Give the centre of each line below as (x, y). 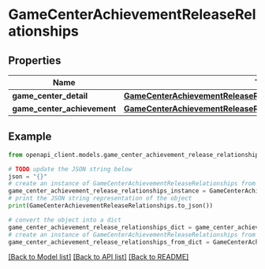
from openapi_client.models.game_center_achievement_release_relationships (135, 155)
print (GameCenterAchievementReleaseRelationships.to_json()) (111, 206)
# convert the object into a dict (65, 220)
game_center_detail (50, 96)
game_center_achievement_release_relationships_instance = (107, 191)
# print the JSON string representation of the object (100, 199)
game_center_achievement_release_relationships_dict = (100, 227)
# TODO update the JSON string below (70, 169)
